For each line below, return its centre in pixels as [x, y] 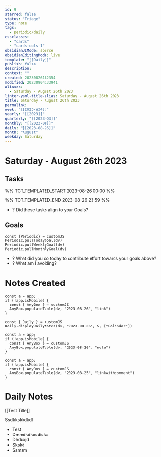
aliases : [14, 87]
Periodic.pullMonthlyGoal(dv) [36, 249]
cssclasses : [17, 37]
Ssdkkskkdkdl [19, 420]
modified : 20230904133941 [31, 82]
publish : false [21, 64]
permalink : [16, 105]
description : [18, 69]
